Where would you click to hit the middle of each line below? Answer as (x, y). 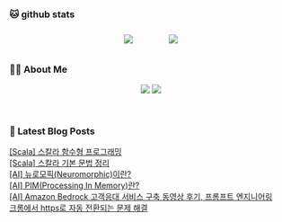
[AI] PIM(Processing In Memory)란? (75, 185)
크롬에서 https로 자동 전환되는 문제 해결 (79, 208)
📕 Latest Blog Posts (53, 131)
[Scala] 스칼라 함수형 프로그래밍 (66, 151)
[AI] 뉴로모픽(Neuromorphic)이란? (70, 173)
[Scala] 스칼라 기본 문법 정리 (60, 163)
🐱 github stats (42, 14)
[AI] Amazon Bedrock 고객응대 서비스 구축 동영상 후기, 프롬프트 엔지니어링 (141, 196)
